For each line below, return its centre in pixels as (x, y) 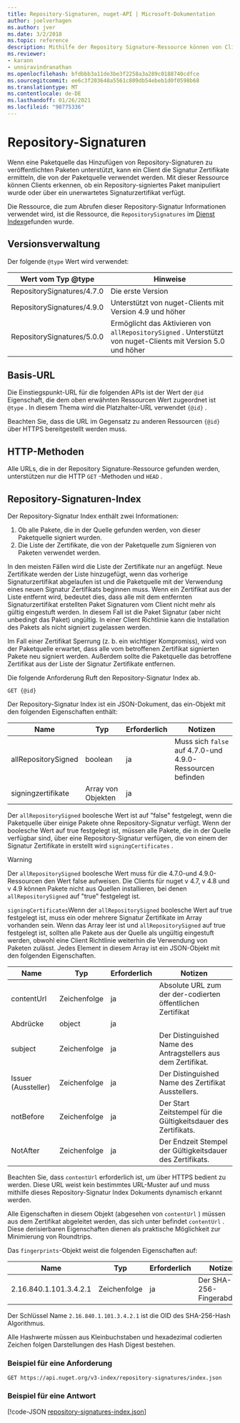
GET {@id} (22, 691)
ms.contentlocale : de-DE (44, 94)
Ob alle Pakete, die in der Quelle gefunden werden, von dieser (109, 530)
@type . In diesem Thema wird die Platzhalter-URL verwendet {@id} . (107, 407)
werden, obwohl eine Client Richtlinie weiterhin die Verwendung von (107, 941)
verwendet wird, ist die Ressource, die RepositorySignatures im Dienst (111, 214)
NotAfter (25, 1151)
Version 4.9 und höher (148, 312)
